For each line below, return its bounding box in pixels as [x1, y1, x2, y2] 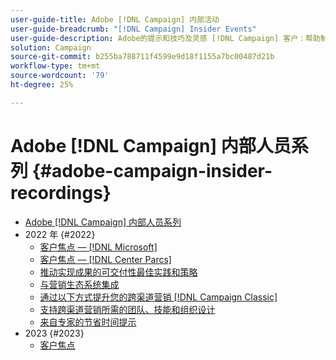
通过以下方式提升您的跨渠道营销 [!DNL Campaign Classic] [39, 291, 278, 303]
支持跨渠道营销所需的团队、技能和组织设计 [39, 303, 216, 315]
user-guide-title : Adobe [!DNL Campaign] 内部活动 [10, 14, 220, 25]
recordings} [10, 181, 112, 204]
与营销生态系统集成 [39, 278, 120, 290]
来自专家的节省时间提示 [39, 316, 137, 328]
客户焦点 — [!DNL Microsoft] [39, 241, 158, 253]
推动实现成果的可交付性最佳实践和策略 [39, 266, 198, 278]
